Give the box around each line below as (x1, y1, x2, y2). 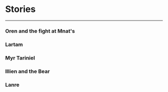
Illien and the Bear (5, 67, 50, 74)
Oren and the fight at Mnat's (5, 27, 75, 34)
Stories (5, 3, 36, 15)
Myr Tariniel (5, 54, 35, 61)
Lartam (5, 41, 23, 48)
